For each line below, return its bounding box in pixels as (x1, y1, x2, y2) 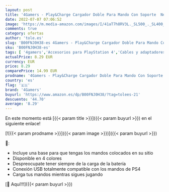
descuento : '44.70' (5, 97, 46, 102)
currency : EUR (5, 59, 35, 64)
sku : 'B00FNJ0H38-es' (5, 45, 51, 50)
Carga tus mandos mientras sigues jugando (12, 171, 103, 177)
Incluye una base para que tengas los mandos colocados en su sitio (12, 150, 153, 156)
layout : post (5, 7, 33, 13)
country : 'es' (5, 78, 35, 83)
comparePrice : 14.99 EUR (5, 69, 57, 74)
